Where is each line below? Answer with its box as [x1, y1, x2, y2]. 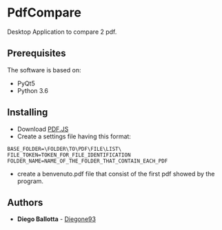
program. [17, 177, 43, 185]
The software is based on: [7, 65, 81, 74]
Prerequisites [7, 48, 66, 59]
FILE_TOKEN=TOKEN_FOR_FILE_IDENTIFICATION [7, 151, 131, 158]
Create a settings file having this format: [17, 132, 131, 140]
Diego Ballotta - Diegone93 [17, 215, 97, 223]
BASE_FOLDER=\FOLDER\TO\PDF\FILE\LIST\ [7, 145, 122, 152]
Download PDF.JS [17, 125, 69, 133]
